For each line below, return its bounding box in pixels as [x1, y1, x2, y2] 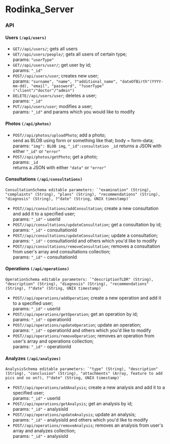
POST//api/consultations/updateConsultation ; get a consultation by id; [12, 221, 162, 227]
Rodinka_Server [5, 4, 74, 15]
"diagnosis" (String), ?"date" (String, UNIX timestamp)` [5, 196, 131, 201]
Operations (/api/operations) [5, 266, 70, 272]
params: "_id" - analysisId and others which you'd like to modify [12, 417, 149, 423]
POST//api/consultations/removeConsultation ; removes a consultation [12, 243, 160, 249]
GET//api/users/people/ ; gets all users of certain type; [12, 51, 127, 57]
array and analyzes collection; [12, 428, 76, 434]
